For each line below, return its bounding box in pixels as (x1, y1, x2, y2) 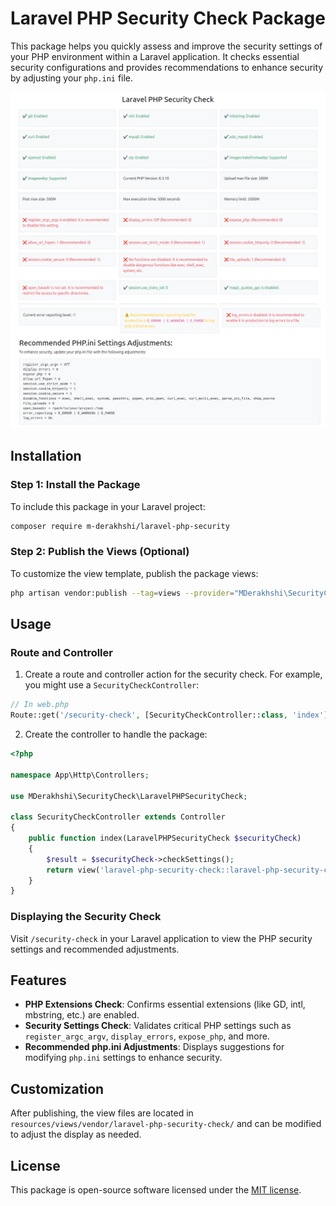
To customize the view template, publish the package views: (10, 567, 259, 579)
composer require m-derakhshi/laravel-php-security (10, 521, 230, 531)
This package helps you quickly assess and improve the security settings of (10, 40, 323, 52)
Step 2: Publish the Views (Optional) (10, 545, 190, 559)
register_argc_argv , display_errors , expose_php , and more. (24, 1030, 270, 1042)
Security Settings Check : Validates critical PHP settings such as (24, 1020, 292, 1032)
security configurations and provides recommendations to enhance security (10, 61, 324, 73)
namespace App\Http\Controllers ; (10, 770, 150, 780)
